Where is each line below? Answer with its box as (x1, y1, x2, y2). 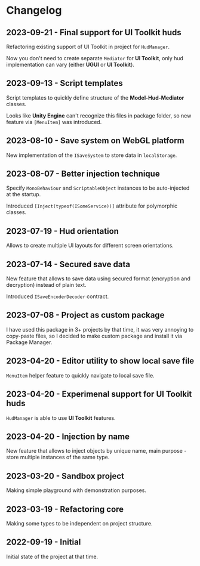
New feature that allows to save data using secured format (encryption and (6, 275, 191, 282)
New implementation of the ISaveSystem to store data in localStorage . (6, 151, 177, 159)
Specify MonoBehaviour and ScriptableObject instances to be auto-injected (6, 184, 190, 191)
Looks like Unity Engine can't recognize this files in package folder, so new (6, 112, 192, 119)
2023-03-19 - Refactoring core (6, 504, 124, 514)
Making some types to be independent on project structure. (6, 519, 153, 527)
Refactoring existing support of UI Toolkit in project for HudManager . (6, 43, 170, 50)
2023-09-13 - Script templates (6, 78, 124, 88)
